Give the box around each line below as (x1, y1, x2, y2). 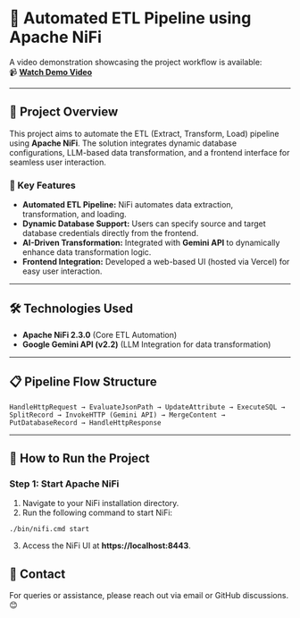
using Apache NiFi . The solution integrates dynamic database (9, 138, 237, 148)
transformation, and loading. (21, 209, 127, 220)
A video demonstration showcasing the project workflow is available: (9, 56, 262, 67)
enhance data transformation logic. (21, 247, 152, 258)
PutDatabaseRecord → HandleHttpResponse (9, 418, 162, 428)
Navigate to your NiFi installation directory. (21, 498, 179, 509)
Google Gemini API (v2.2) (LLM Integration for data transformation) (21, 339, 271, 350)
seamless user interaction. (9, 157, 107, 167)
